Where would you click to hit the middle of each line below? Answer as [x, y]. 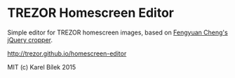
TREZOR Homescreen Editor [90, 13]
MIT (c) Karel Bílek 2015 [42, 67]
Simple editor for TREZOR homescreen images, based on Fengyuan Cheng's [117, 32]
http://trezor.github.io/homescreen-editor [67, 53]
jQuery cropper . [30, 39]
